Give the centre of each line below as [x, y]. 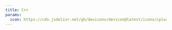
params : [14, 15]
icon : [16, 19]
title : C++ [17, 10]
